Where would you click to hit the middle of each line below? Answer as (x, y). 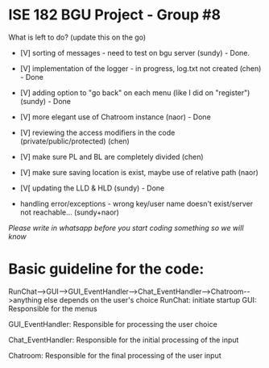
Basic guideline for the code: (106, 269)
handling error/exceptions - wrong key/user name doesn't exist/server (137, 203)
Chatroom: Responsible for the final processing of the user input (115, 355)
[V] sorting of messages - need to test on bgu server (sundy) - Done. (134, 52)
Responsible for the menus (53, 308)
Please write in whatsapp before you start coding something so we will (126, 228)
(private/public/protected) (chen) (75, 141)
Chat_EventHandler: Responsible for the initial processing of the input (124, 340)
